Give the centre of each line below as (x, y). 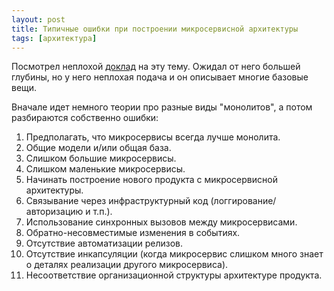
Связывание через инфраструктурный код (117, 201)
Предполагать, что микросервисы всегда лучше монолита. (153, 137)
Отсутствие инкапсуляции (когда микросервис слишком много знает (174, 254)
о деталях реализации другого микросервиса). (127, 265)
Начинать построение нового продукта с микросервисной (151, 180)
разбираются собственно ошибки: (85, 118)
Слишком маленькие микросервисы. (105, 169)
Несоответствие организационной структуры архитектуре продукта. (174, 275)
